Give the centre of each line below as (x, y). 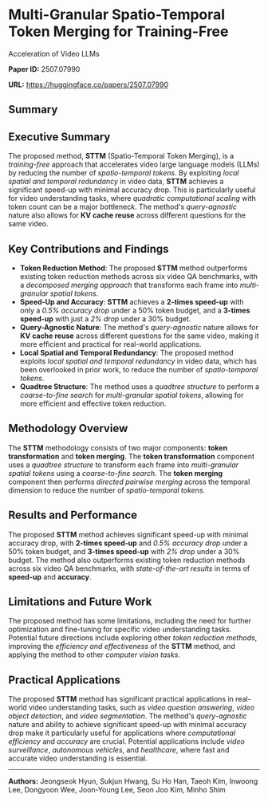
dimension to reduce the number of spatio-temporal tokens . (107, 490)
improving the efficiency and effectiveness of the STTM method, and (122, 647)
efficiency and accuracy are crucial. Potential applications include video (126, 741)
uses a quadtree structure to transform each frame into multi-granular (124, 465)
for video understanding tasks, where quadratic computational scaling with (132, 199)
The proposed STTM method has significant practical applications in (121, 699)
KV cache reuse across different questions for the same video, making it (139, 336)
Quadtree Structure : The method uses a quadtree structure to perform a (140, 386)
